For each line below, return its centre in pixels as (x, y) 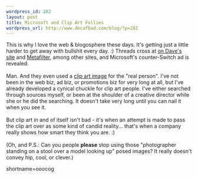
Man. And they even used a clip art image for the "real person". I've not (92, 76)
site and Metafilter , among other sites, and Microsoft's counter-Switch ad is (98, 57)
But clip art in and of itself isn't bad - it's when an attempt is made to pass (96, 120)
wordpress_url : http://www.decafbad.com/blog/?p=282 (72, 28)
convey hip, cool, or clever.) (40, 157)
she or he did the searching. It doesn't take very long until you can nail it (94, 101)
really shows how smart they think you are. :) (60, 133)
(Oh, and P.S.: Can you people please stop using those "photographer (91, 145)
